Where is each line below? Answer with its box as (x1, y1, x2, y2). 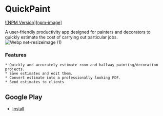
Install (12, 106, 24, 112)
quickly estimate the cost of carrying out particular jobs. (5, 34, 118, 40)
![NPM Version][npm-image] (5, 19, 62, 25)
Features (5, 51, 27, 58)
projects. (5, 67, 25, 72)
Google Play (5, 93, 42, 101)
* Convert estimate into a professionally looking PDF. (5, 76, 121, 80)
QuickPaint (5, 3, 51, 15)
